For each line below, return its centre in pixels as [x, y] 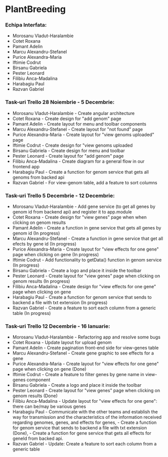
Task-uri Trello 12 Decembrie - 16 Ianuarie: [58, 326]
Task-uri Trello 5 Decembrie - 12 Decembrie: [60, 195]
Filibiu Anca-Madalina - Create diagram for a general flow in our [78, 161]
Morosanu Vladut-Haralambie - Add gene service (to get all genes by [84, 206]
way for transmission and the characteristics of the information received [87, 417]
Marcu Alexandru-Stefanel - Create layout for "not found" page [77, 129]
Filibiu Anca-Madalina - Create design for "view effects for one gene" [84, 287]
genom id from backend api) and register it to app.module [72, 212]
